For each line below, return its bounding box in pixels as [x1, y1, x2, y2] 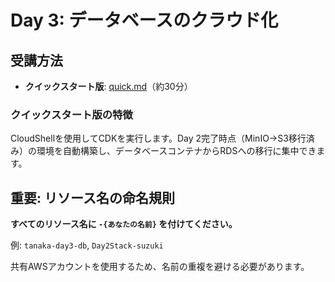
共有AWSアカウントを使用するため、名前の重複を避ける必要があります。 [10, 261, 310, 273]
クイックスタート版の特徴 [10, 107, 133, 121]
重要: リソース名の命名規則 [10, 189, 175, 206]
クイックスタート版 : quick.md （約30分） [24, 81, 193, 92]
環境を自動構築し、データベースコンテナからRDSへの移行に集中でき [36, 145, 317, 157]
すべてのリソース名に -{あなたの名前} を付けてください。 [10, 218, 238, 230]
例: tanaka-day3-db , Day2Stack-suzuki [10, 239, 164, 251]
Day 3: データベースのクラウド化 [10, 9, 279, 32]
